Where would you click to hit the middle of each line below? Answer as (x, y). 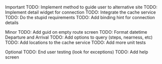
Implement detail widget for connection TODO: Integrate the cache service (81, 12)
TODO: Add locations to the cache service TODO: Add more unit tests (76, 43)
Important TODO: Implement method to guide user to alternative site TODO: (81, 7)
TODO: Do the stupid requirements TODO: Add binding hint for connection (80, 17)
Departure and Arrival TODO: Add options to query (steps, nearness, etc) (79, 37)
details (12, 22)
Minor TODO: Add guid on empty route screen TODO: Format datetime (76, 32)
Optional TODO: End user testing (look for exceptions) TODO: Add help (77, 52)
